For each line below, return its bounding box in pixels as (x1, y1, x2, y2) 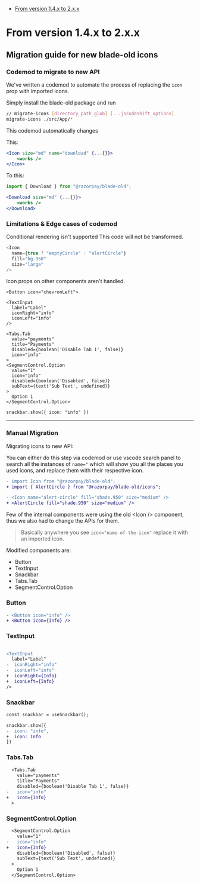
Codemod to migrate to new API (6, 67, 100, 76)
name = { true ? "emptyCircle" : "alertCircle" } (11, 250, 127, 256)
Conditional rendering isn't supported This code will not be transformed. (6, 233, 183, 241)
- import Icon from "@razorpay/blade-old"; (6, 478, 116, 484)
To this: (6, 172, 24, 179)
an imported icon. (20, 535, 64, 542)
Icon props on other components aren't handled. (6, 278, 125, 285)
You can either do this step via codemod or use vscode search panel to (6, 454, 182, 461)
